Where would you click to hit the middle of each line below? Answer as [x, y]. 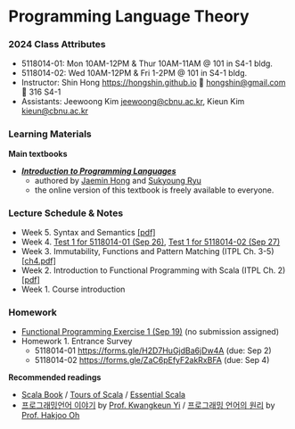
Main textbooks [38, 153]
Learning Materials [50, 134]
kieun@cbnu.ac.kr [55, 111]
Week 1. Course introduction [73, 289]
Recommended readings [55, 377]
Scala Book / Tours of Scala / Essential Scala [103, 395]
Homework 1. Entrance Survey [77, 342]
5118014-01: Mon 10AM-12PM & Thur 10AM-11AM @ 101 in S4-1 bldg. [147, 63]
